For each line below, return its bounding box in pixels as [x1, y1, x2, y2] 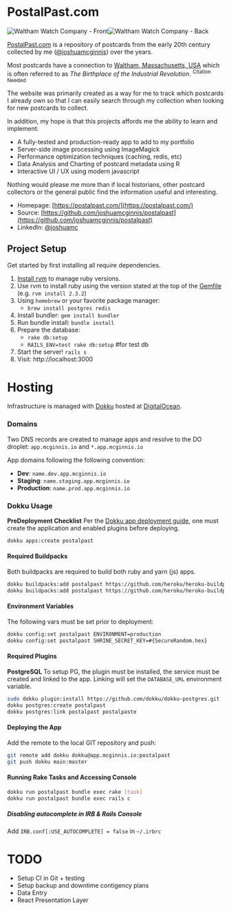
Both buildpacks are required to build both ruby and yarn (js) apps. [7, 568, 196, 576]
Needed [7, 77, 26, 83]
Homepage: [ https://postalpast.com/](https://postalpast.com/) [16, 201, 194, 209]
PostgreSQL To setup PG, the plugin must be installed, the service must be [7, 667, 220, 676]
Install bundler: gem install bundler [16, 311, 120, 319]
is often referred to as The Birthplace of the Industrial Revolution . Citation [7, 68, 211, 78]
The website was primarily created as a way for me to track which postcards [7, 89, 224, 97]
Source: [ [16, 208, 43, 217]
